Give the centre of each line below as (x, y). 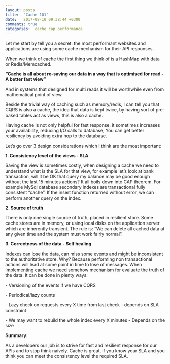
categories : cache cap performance (44, 29)
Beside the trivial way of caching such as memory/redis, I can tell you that (82, 104)
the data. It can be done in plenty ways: (46, 275)
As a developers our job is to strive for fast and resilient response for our (81, 345)
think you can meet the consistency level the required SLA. (67, 356)
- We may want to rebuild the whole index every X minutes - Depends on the (85, 320)
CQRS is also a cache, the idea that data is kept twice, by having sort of (80, 110)
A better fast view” (26, 79)
